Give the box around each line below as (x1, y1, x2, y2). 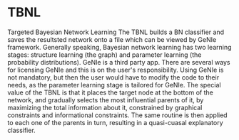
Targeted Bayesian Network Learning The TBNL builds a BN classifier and (7, 28, 225, 36)
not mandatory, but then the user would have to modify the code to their (7, 72, 220, 82)
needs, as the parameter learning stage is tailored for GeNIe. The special (7, 80, 221, 89)
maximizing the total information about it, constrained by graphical (7, 103, 203, 112)
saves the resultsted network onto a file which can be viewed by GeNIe (7, 35, 217, 43)
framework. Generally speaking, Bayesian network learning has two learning (7, 43, 232, 51)
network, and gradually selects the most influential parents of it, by (7, 95, 204, 104)
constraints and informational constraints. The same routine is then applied (7, 111, 228, 119)
